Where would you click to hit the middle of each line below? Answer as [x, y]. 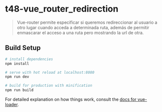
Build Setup [23, 48]
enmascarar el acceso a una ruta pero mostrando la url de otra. [80, 32]
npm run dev [17, 77]
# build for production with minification [49, 86]
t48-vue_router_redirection [62, 9]
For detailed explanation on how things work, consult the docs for [71, 99]
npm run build [19, 90]
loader [11, 104]
